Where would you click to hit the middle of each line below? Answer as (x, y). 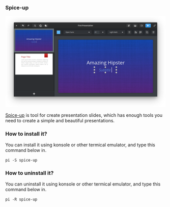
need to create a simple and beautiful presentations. (60, 120)
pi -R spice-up (21, 200)
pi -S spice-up (21, 160)
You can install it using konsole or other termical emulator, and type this (80, 145)
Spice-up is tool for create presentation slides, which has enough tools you (84, 115)
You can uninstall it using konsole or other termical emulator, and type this (83, 184)
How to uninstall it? (30, 173)
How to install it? (26, 134)
